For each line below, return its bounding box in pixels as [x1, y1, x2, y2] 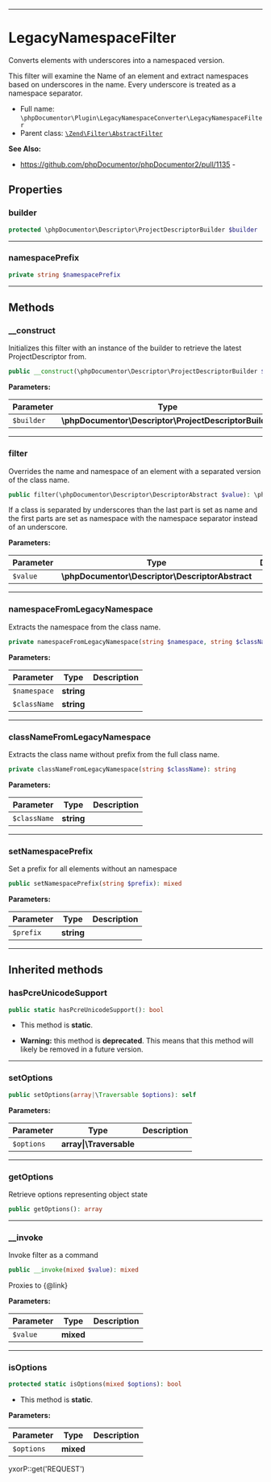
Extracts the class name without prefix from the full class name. [8, 749, 220, 759]
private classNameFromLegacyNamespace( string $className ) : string [8, 765, 236, 773]
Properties [8, 183, 63, 197]
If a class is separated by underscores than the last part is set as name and [8, 505, 258, 514]
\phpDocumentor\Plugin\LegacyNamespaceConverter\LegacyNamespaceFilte [19, 114, 263, 122]
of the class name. [8, 475, 70, 485]
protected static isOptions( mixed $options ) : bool [8, 1380, 182, 1388]
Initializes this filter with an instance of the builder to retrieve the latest [8, 343, 242, 353]
